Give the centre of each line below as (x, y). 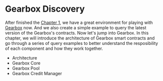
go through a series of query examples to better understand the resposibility (81, 43)
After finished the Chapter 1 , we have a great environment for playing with (79, 22)
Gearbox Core (26, 63)
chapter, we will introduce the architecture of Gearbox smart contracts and (80, 38)
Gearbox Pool (26, 68)
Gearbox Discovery (45, 9)
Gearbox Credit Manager (37, 73)
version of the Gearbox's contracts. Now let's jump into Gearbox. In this (77, 33)
